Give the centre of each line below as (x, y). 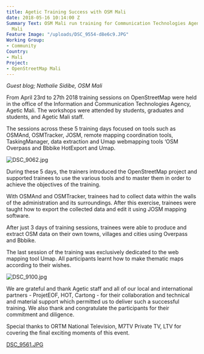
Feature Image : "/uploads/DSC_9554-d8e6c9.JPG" (68, 35)
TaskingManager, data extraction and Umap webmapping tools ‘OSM (92, 142)
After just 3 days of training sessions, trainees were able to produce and (97, 227)
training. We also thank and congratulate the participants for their (88, 308)
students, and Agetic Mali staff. (45, 117)
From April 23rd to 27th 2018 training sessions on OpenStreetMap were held (102, 97)
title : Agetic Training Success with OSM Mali (66, 12)
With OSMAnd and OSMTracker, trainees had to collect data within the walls (101, 196)
